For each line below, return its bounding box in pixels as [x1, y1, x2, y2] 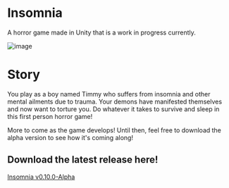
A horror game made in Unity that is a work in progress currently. [7, 28, 196, 37]
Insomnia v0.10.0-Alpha [7, 173, 75, 181]
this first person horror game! [7, 112, 93, 120]
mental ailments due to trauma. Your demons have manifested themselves [7, 97, 223, 106]
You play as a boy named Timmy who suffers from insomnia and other [7, 89, 211, 98]
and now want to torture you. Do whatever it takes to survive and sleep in [7, 104, 220, 113]
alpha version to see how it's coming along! [7, 133, 134, 142]
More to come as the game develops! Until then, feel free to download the [7, 125, 222, 134]
